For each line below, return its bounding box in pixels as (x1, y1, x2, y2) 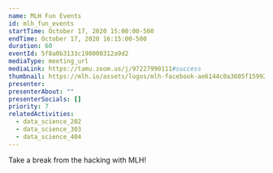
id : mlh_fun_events (8, 19, 75, 28)
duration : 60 (8, 42, 53, 50)
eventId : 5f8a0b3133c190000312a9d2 (8, 50, 129, 58)
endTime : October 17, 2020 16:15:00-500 (8, 34, 148, 43)
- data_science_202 (15, 118, 82, 126)
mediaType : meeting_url (8, 58, 89, 66)
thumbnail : (8, 72, 45, 80)
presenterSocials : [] (8, 95, 82, 103)
